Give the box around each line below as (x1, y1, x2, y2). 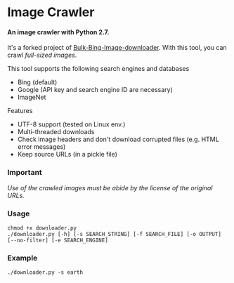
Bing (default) (17, 78, 58, 86)
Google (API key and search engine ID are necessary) (17, 86, 174, 94)
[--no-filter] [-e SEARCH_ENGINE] (7, 237, 109, 244)
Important (7, 168, 42, 178)
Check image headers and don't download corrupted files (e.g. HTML (17, 135, 219, 144)
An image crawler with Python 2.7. (7, 27, 110, 36)
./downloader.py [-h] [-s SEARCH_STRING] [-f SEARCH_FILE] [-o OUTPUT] (7, 230, 221, 237)
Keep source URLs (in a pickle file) (17, 150, 118, 159)
